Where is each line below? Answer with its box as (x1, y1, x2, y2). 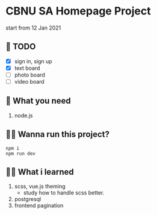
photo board (14, 71, 46, 78)
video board (14, 78, 45, 85)
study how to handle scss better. (23, 189, 105, 196)
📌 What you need (5, 96, 71, 106)
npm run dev (5, 151, 35, 157)
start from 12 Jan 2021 (5, 24, 61, 31)
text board (14, 64, 40, 72)
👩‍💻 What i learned (5, 167, 75, 177)
